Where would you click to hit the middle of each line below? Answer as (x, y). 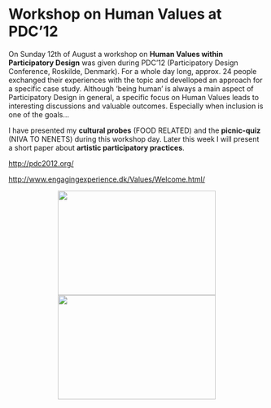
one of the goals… (39, 114)
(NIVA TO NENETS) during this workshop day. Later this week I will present (134, 138)
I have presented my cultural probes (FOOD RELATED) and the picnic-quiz (135, 130)
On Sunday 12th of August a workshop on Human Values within (116, 54)
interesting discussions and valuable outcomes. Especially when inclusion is (136, 106)
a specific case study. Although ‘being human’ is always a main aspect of (131, 88)
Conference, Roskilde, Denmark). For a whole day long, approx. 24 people (133, 71)
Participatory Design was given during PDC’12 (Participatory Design (123, 63)
